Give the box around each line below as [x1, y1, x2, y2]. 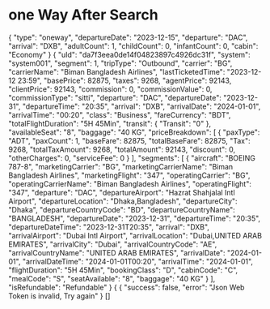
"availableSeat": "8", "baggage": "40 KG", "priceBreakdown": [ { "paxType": [8, 127, 260, 137]
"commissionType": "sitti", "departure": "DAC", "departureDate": [8, 92, 222, 102]
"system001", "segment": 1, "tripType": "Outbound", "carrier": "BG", [8, 58, 233, 68]
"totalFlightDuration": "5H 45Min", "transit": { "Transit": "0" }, [8, 118, 212, 128]
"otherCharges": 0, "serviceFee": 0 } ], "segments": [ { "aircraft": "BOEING [8, 152, 256, 163]
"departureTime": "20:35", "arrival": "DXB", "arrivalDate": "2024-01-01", [22, 101, 261, 111]
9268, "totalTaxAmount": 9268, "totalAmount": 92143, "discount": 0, [8, 144, 236, 154]
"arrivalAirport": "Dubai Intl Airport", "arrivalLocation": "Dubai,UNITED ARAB [8, 230, 263, 240]
